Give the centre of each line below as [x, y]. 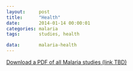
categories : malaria [32, 29]
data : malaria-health [42, 45]
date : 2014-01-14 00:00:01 [48, 23]
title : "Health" [34, 17]
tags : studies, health [43, 34]
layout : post [28, 12]
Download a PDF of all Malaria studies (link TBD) [66, 62]
